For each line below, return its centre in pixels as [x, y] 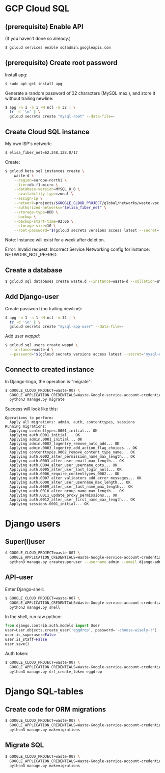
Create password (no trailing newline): [44, 308]
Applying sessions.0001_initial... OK [49, 504]
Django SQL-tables [44, 691]
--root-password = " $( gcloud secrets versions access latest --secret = [87, 231]
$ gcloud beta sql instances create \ [45, 171]
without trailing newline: [29, 98]
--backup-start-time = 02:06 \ [44, 221]
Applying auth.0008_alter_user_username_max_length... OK [70, 482]
